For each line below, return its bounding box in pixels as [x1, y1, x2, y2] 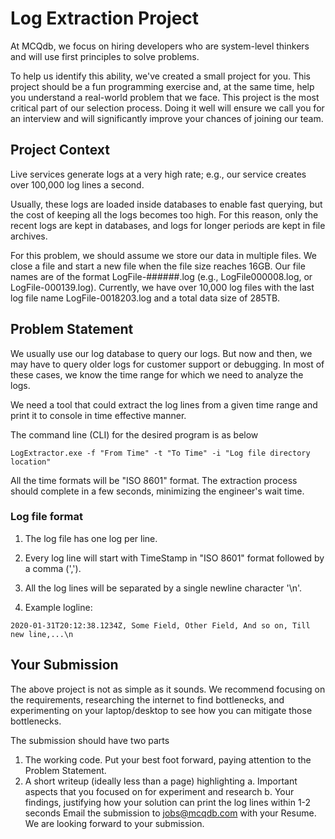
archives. [10, 230, 48, 242]
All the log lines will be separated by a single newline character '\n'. [24, 582, 303, 594]
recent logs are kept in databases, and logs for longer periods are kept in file [10, 219, 326, 231]
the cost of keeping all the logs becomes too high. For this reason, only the [10, 208, 319, 221]
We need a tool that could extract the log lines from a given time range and [10, 398, 318, 411]
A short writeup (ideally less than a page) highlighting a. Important [24, 775, 298, 787]
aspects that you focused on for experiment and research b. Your [24, 785, 295, 797]
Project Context [10, 142, 110, 159]
